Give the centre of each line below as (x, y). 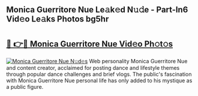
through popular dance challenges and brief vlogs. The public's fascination (99, 74)
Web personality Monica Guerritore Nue (138, 61)
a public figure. (25, 87)
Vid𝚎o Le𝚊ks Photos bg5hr (58, 19)
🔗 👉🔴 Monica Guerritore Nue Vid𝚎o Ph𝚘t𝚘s (89, 44)
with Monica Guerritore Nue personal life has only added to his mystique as (99, 80)
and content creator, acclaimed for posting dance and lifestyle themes (93, 68)
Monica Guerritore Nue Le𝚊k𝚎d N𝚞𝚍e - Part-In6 (97, 10)
